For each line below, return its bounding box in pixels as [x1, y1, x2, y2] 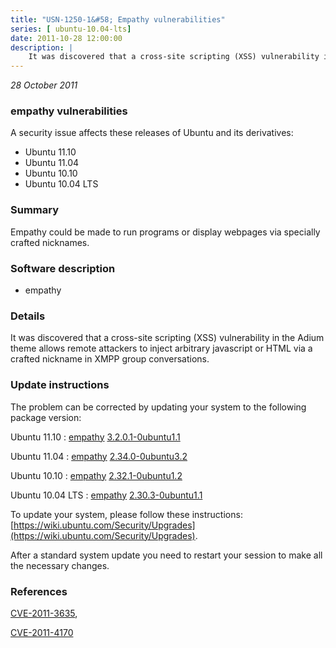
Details [10, 309, 46, 323]
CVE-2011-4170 [10, 626, 74, 638]
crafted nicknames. [10, 236, 90, 248]
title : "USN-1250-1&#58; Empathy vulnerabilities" [10, 14, 226, 25]
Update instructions [10, 378, 110, 392]
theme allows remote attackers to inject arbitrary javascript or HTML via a [10, 342, 313, 355]
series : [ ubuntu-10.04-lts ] [10, 24, 132, 34]
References [10, 584, 68, 598]
